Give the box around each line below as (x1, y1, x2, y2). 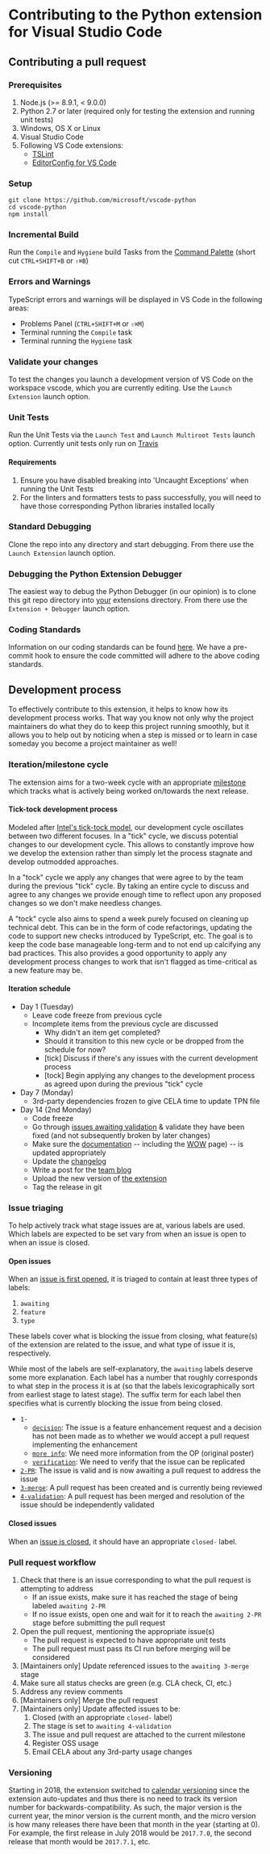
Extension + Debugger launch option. (8, 604, 131, 613)
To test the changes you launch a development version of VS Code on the (8, 374, 254, 385)
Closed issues (8, 1519, 57, 1528)
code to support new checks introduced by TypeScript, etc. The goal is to (8, 931, 253, 941)
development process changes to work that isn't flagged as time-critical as (8, 956, 258, 967)
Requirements (8, 457, 57, 466)
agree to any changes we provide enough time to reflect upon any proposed (8, 889, 262, 899)
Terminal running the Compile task (19, 327, 133, 337)
